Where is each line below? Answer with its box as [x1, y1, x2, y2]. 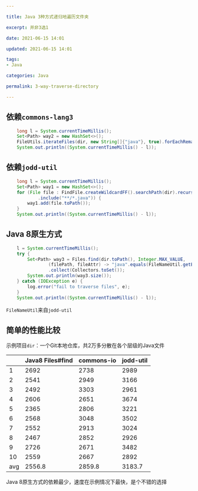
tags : [6, 57, 19, 63]
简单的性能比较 [6, 325, 61, 335]
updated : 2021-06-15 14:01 [6, 46, 72, 52]
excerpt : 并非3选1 [6, 24, 49, 30]
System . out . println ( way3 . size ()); [27, 273, 112, 279]
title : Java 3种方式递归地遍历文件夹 [6, 14, 89, 20]
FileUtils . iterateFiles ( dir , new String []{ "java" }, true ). [16, 139, 165, 145]
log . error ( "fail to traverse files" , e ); [27, 283, 131, 290]
